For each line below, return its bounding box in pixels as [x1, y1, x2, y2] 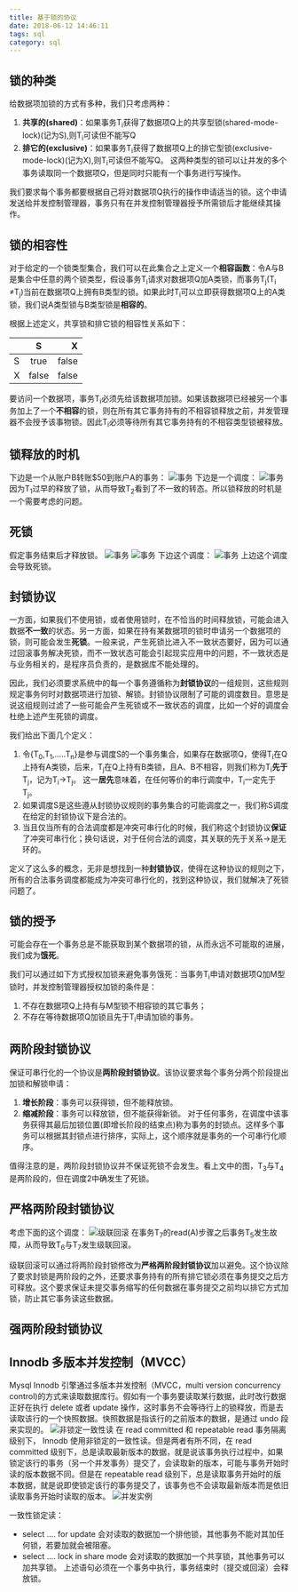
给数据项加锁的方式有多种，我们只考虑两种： [9, 99, 173, 109]
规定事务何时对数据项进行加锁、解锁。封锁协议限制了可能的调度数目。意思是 [9, 689, 289, 700]
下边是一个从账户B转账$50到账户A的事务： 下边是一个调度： [9, 472, 257, 483]
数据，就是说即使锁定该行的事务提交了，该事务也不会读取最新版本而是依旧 [16, 1480, 289, 1491]
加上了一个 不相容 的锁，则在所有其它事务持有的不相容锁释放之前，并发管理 [16, 405, 289, 416]
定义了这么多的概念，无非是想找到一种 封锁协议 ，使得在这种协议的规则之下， [9, 863, 289, 874]
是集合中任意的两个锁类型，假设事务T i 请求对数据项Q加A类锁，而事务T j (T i [9, 274, 277, 286]
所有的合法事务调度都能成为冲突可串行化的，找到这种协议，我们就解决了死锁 [9, 874, 289, 884]
